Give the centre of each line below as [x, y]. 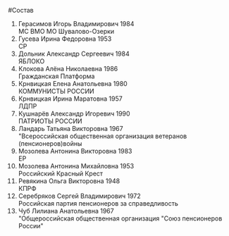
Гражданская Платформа [56, 76]
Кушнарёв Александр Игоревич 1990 [74, 113]
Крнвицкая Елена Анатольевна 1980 [73, 83]
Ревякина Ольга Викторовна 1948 [69, 181]
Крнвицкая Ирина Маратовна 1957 [70, 99]
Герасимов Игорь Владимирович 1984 [76, 24]
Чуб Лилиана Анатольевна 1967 [66, 211]
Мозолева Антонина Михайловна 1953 [76, 166]
